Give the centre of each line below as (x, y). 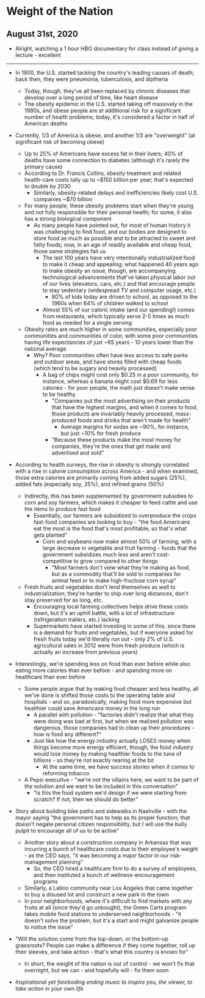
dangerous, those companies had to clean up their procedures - (114, 728)
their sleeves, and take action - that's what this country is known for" (102, 952)
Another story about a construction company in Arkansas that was (108, 842)
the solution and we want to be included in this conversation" (101, 786)
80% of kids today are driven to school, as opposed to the (125, 297)
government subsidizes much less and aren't (99, 554)
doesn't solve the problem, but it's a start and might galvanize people (111, 920)
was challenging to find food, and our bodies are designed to (110, 232)
